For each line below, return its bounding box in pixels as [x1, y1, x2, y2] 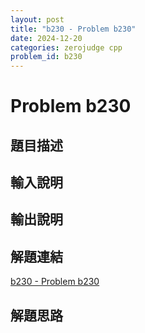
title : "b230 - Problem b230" [10, 24, 137, 34]
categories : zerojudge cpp [10, 42, 123, 53]
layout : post [10, 14, 65, 25]
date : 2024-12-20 [10, 33, 83, 43]
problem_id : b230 [10, 52, 83, 62]
